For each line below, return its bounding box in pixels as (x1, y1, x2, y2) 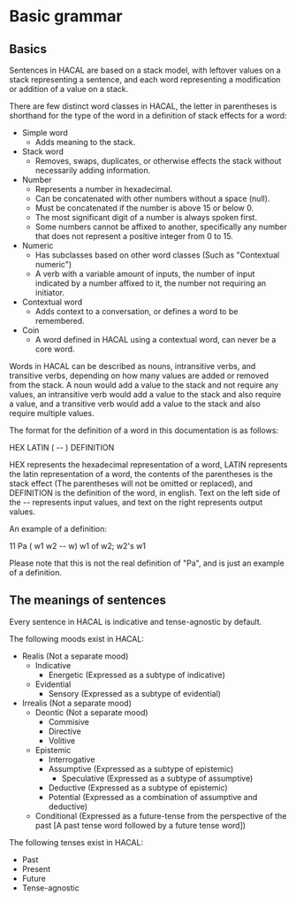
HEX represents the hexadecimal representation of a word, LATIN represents (9, 459, 288, 470)
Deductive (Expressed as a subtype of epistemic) (48, 782, 228, 793)
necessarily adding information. (34, 166, 151, 175)
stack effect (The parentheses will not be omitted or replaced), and (9, 478, 254, 489)
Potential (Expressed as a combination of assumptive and (48, 791, 258, 802)
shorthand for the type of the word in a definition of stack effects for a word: (9, 111, 287, 120)
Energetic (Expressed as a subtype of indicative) (48, 669, 225, 680)
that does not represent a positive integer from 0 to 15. (34, 231, 234, 241)
